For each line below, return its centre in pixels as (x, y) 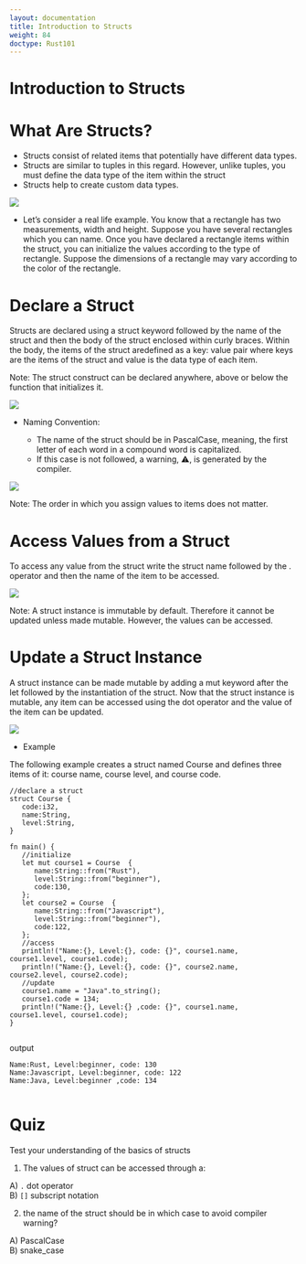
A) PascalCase (37, 1241)
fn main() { (32, 847)
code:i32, (40, 807)
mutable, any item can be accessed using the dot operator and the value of (151, 702)
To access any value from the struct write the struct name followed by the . (151, 566)
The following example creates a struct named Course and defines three (146, 765)
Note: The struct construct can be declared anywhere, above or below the (149, 378)
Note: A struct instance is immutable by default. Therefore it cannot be (142, 611)
